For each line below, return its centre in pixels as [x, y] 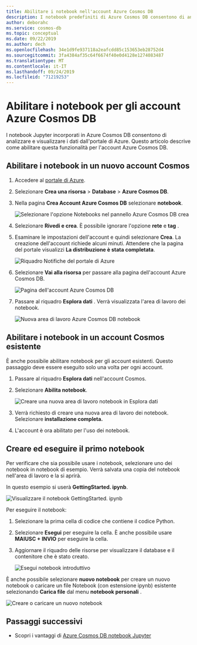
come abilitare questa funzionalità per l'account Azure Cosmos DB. [87, 148]
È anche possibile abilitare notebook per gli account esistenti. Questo [90, 361]
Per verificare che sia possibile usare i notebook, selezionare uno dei [89, 463]
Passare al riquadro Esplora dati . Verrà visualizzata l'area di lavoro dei [100, 301]
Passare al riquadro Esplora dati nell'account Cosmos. [80, 378]
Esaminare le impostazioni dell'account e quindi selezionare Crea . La [98, 237]
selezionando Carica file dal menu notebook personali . [74, 591]
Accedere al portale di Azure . [50, 180]
